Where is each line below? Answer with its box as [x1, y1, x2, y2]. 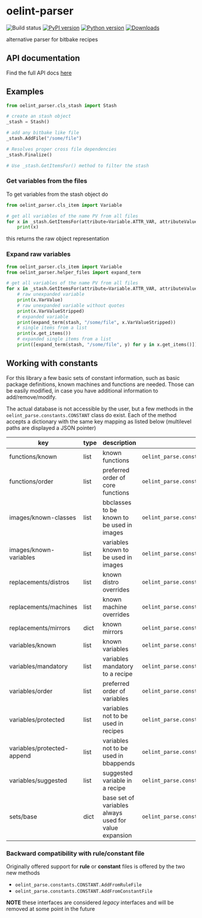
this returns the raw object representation [6, 235, 109, 242]
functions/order [9, 477, 54, 485]
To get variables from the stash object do [6, 191, 108, 198]
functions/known [9, 452, 57, 461]
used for [102, 816, 126, 824]
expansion [102, 831, 132, 839]
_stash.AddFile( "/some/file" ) [6, 135, 82, 142]
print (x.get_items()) [17, 331, 71, 337]
